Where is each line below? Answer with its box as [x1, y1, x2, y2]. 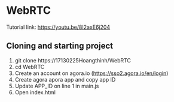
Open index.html [14, 88, 56, 96]
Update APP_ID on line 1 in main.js [14, 82, 99, 89]
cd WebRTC [14, 63, 45, 70]
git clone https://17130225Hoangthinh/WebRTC [14, 56, 132, 64]
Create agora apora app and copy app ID [14, 76, 116, 83]
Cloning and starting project [6, 41, 114, 51]
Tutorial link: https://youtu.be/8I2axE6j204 [6, 23, 111, 31]
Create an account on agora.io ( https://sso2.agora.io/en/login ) [14, 70, 169, 77]
